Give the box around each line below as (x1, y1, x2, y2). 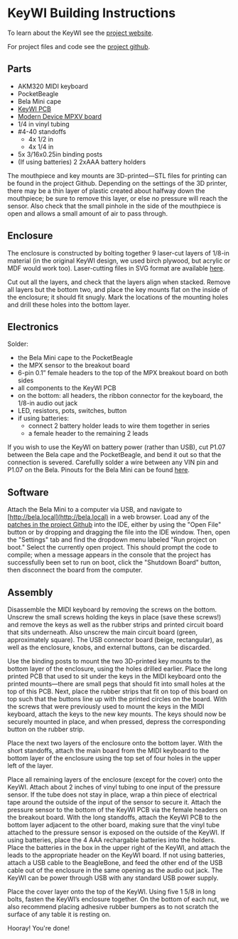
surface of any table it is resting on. (7, 910, 112, 918)
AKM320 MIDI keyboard (17, 82, 89, 90)
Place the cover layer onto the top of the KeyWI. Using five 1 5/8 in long (7, 888, 216, 896)
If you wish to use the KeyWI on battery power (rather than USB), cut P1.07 (7, 443, 226, 451)
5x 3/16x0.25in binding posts (17, 149, 103, 158)
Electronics (7, 320, 59, 332)
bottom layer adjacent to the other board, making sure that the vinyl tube (7, 821, 220, 829)
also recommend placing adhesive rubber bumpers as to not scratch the (7, 903, 219, 911)
